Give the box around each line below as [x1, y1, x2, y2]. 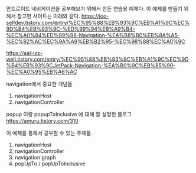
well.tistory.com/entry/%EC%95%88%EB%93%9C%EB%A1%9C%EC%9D [6, 56, 189, 63]
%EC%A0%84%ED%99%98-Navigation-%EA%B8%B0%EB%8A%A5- [6, 32, 180, 38]
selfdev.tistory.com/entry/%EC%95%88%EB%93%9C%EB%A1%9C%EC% [6, 19, 190, 26]
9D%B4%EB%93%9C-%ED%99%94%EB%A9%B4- [6, 25, 135, 32]
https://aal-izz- [6, 50, 43, 56]
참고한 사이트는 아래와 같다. [17, 12, 81, 19]
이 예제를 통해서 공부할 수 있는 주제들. [6, 129, 93, 136]
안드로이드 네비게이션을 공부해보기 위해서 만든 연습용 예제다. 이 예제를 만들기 [6, 5, 183, 12]
